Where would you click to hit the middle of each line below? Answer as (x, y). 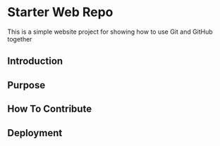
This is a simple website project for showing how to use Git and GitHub (110, 32)
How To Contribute (50, 109)
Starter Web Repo (60, 12)
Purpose (26, 85)
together (20, 39)
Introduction (35, 61)
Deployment (35, 133)
